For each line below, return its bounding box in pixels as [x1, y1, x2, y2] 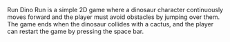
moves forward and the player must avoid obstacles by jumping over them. [7, 13, 220, 21]
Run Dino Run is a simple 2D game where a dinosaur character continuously [7, 6, 223, 14]
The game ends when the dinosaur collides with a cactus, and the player [7, 20, 214, 28]
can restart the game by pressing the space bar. [7, 27, 144, 35]
